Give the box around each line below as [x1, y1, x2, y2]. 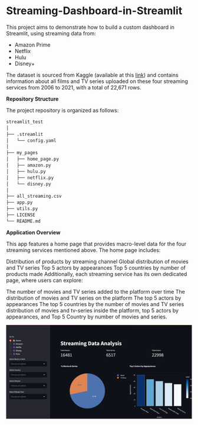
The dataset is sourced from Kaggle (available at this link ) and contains [6, 71, 179, 78]
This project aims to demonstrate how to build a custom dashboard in [6, 24, 175, 31]
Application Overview [6, 228, 61, 236]
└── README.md [6, 218, 41, 224]
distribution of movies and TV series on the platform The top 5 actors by [6, 294, 181, 301]
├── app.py [6, 200, 33, 205]
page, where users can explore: [6, 277, 84, 284]
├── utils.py [6, 206, 38, 212]
